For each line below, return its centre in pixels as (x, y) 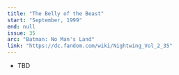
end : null (22, 26)
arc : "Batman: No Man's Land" (51, 40)
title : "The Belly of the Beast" (56, 14)
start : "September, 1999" (45, 20)
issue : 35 (22, 33)
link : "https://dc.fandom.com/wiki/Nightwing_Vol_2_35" (90, 46)
